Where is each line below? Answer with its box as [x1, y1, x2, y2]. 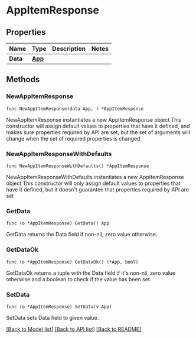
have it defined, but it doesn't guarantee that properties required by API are [6, 186, 189, 193]
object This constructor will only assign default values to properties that [6, 180, 181, 187]
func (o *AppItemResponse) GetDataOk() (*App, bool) [6, 259, 139, 265]
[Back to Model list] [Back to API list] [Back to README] [6, 326, 142, 333]
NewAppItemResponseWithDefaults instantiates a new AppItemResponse [6, 173, 184, 180]
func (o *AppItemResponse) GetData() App [6, 220, 110, 226]
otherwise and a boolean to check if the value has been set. [6, 275, 152, 282]
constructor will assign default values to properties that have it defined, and [6, 122, 190, 129]
